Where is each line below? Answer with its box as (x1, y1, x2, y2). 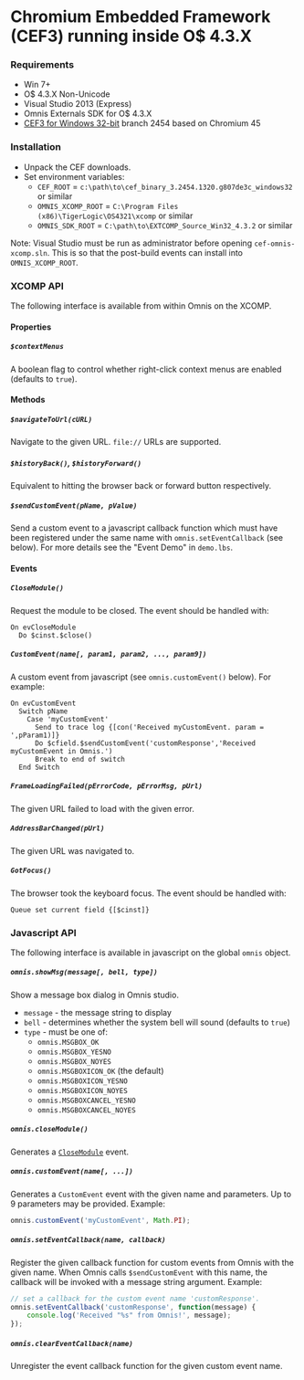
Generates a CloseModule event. (10, 1146, 130, 1157)
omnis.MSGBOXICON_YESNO (37, 1076, 129, 1086)
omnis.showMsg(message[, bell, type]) (10, 968, 158, 977)
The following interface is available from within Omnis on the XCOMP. (10, 300, 272, 311)
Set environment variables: (23, 171, 125, 182)
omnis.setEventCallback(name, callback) (10, 1236, 167, 1245)
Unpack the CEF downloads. (23, 162, 131, 173)
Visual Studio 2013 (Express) (23, 99, 132, 110)
